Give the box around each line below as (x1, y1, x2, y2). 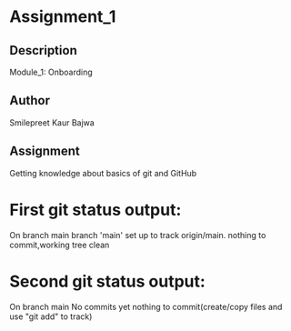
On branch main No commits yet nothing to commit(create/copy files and (9, 301, 283, 312)
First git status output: (9, 199, 182, 220)
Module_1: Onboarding (9, 66, 93, 77)
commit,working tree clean (9, 239, 110, 250)
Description (9, 43, 77, 58)
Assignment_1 (9, 6, 116, 27)
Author (9, 93, 50, 108)
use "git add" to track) (9, 311, 93, 322)
